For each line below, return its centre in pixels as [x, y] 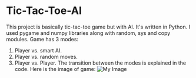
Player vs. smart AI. [38, 50]
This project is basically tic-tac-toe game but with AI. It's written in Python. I [98, 27]
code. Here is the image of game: [55, 69]
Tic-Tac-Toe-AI [44, 11]
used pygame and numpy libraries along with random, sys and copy [88, 33]
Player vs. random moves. [46, 56]
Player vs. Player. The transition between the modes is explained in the [100, 63]
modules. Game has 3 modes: [42, 39]
